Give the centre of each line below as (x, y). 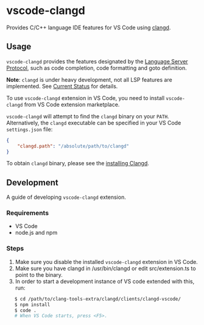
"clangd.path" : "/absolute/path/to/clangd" (73, 146)
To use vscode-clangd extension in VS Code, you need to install (86, 98)
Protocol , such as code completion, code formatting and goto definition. (97, 68)
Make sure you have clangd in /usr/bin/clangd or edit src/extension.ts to (105, 268)
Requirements (28, 213)
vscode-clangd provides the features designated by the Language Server (97, 61)
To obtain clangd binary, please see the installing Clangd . (78, 163)
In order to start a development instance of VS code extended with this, (105, 281)
